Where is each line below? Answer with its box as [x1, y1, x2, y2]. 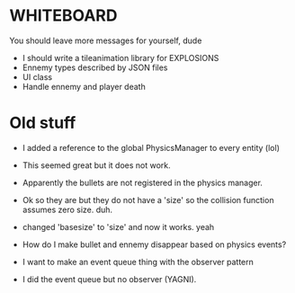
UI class [22, 71, 52, 82]
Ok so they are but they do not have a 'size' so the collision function [22, 194, 274, 205]
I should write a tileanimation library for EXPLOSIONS [22, 52, 219, 63]
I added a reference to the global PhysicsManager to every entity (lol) [22, 142, 281, 153]
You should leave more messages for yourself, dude [9, 35, 202, 46]
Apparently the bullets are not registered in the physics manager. [22, 177, 264, 188]
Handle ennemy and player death [22, 81, 146, 92]
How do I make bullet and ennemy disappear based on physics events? [22, 239, 287, 250]
